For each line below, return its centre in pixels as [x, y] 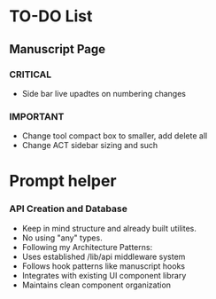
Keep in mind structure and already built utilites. [109, 228]
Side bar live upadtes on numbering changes [104, 93]
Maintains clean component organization [96, 285]
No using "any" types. [62, 238]
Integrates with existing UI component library [104, 275]
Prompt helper [63, 181]
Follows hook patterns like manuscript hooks [104, 266]
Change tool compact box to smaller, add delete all [115, 136]
